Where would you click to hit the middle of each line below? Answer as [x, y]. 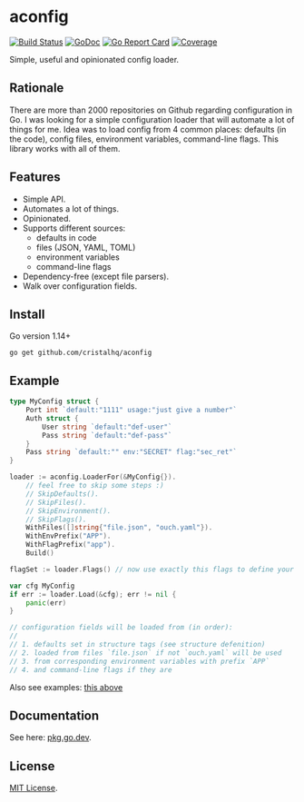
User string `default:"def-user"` [107, 427]
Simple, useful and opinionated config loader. [94, 59]
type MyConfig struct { [54, 401]
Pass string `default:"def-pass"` [107, 435]
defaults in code [66, 237]
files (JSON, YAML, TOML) [86, 247]
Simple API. [44, 199]
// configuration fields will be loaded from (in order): [121, 628]
